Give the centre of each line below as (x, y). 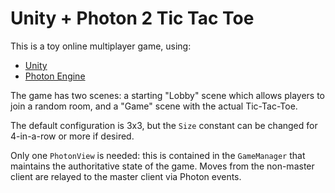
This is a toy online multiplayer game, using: (101, 46)
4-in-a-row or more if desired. (72, 136)
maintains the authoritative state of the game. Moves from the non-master (162, 166)
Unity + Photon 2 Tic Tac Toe (132, 18)
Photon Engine (55, 76)
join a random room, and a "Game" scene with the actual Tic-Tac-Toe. (154, 106)
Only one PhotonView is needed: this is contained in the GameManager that (158, 155)
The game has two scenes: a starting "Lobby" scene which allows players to (167, 95)
